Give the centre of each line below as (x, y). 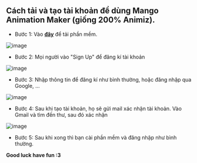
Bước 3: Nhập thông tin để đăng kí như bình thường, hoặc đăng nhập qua (103, 79)
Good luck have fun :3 (34, 155)
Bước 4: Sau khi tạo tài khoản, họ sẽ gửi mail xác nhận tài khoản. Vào (98, 108)
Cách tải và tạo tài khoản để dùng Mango (82, 11)
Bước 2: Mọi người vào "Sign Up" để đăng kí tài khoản (80, 57)
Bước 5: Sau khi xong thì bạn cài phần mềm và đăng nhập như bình (96, 137)
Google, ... (27, 86)
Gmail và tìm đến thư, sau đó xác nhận (61, 114)
